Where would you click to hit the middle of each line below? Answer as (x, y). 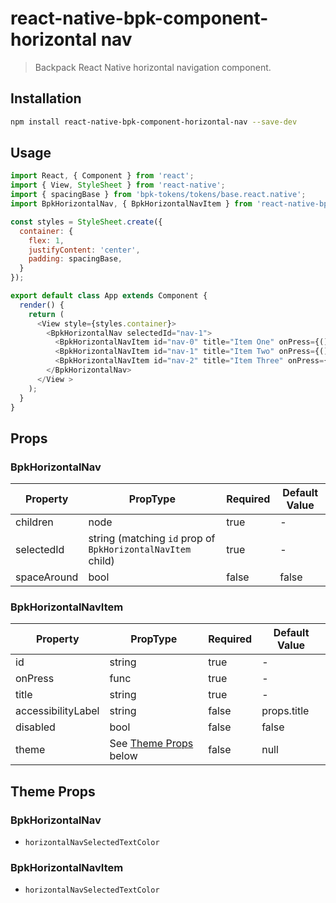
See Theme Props (151, 744)
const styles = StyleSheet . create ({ (86, 222)
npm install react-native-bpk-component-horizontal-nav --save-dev (154, 122)
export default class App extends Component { (109, 296)
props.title (285, 711)
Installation (46, 98)
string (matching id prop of (152, 539)
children (34, 522)
